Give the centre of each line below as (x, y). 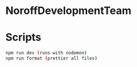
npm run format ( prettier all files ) (52, 58)
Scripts (23, 38)
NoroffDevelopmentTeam (68, 11)
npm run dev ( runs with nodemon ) (46, 53)
